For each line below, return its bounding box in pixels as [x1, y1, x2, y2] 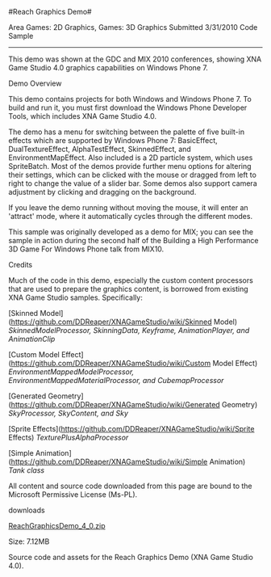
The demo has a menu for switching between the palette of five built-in [8, 127, 244, 137]
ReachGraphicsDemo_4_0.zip [8, 521, 106, 530]
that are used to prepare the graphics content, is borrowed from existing [8, 284, 248, 293]
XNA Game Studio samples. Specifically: [8, 293, 143, 302]
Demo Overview [8, 78, 62, 88]
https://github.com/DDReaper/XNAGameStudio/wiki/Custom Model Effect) [10, 359, 258, 368]
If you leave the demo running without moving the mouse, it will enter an [8, 203, 248, 213]
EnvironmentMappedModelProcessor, [8, 367, 135, 377]
